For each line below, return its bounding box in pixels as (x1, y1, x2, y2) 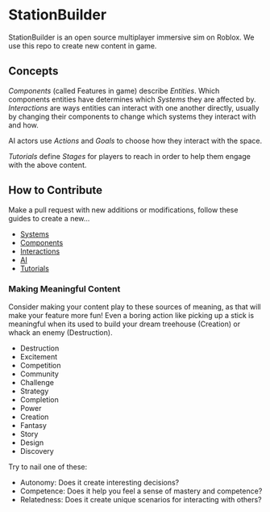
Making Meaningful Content (8, 283, 121, 295)
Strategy (19, 386, 49, 396)
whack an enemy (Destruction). (8, 327, 113, 337)
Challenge (19, 377, 55, 387)
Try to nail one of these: (8, 462, 88, 472)
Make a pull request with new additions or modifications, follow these (8, 204, 239, 215)
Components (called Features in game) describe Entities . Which (8, 86, 220, 95)
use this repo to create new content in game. (8, 40, 157, 50)
